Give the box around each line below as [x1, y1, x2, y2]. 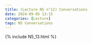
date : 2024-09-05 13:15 [5, 12, 53, 16]
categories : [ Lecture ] [5, 16, 51, 21]
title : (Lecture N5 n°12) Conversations [5, 7, 88, 12]
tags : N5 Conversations [5, 20, 53, 26]
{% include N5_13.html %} [5, 34, 57, 40]
